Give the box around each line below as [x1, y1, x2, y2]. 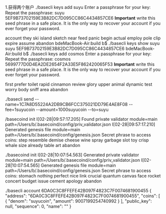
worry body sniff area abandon [5, 87, 68, 92]
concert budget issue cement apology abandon [5, 178, 102, 184]
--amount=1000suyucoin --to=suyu [36, 107, 109, 112]
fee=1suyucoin [5, 107, 35, 112]
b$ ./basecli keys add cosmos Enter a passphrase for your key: [23, 51, 152, 57]
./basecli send [5, 96, 34, 102]
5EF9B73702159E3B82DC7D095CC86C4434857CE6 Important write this [5, 15, 156, 21]
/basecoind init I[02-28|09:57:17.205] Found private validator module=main [5, 116, 158, 122]
